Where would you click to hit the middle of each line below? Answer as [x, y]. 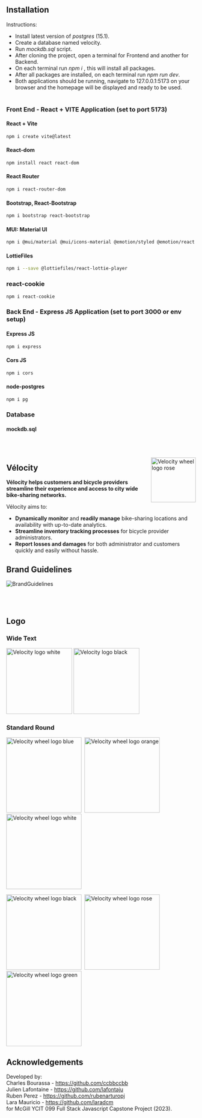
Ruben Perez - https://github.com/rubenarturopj [66, 1096]
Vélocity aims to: [27, 507]
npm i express [24, 347]
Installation [28, 10]
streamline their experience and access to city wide [72, 489]
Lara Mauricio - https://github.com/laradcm [60, 1102]
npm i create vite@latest [38, 136]
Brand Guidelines [39, 569]
